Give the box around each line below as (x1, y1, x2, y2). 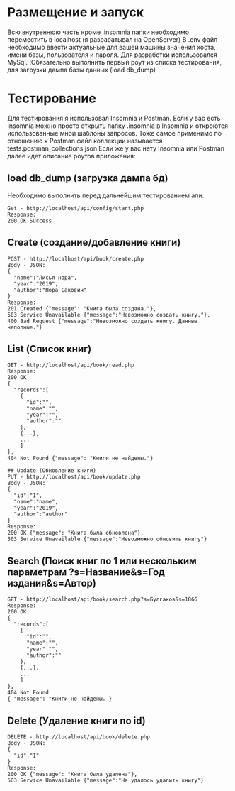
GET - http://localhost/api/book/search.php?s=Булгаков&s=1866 (7, 596, 198, 604)
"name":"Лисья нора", (13, 274, 78, 281)
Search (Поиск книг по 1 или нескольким (7, 555, 197, 567)
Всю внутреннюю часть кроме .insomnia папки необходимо (7, 28, 190, 36)
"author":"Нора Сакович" (13, 286, 87, 293)
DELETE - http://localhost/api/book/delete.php (7, 733, 151, 741)
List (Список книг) (7, 342, 92, 355)
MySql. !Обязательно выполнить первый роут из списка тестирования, (7, 58, 222, 66)
